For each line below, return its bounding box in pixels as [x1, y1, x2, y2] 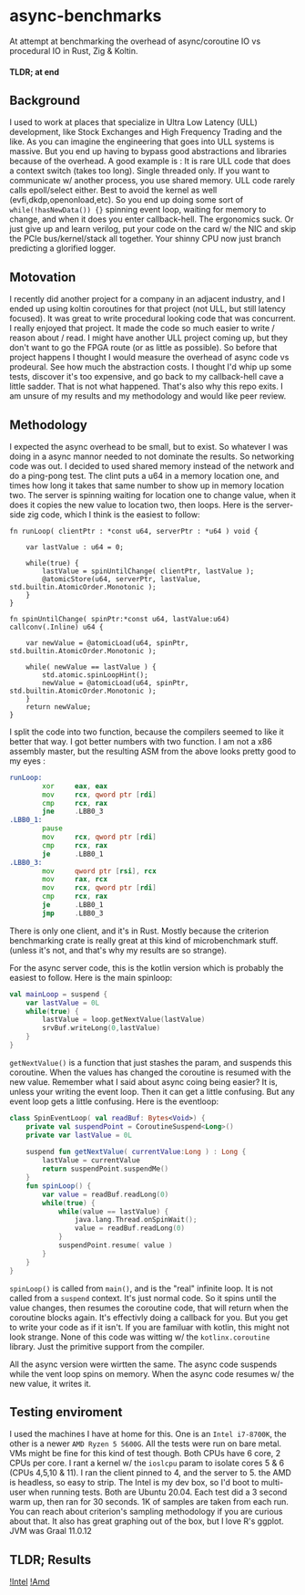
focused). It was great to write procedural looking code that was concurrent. [9, 313, 296, 324]
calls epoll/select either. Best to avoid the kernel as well [9, 184, 218, 196]
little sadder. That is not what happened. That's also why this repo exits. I [9, 381, 284, 392]
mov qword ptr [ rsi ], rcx [42, 866, 157, 876]
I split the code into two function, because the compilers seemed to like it [9, 726, 284, 737]
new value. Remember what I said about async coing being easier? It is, [9, 1076, 278, 1087]
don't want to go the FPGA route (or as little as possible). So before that [9, 342, 278, 353]
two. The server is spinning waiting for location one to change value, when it [9, 489, 296, 500]
